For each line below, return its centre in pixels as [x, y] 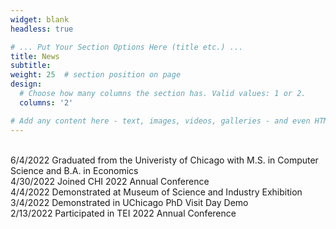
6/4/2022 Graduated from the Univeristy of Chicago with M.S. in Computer [164, 160]
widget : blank [40, 19]
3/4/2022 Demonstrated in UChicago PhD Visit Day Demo [129, 202]
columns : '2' [46, 102]
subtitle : [31, 66]
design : [26, 84]
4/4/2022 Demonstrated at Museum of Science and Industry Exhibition [156, 192]
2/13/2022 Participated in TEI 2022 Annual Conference [123, 213]
